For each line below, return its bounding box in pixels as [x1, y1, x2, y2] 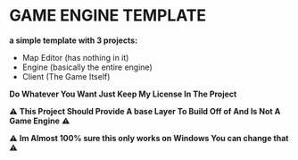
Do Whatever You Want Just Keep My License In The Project [9, 88, 237, 99]
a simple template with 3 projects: [9, 35, 138, 46]
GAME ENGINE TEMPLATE [9, 5, 207, 26]
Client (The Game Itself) [21, 71, 111, 81]
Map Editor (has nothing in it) [21, 52, 129, 63]
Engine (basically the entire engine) [21, 62, 153, 72]
